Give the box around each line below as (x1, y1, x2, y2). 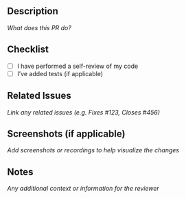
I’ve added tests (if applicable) (16, 69, 104, 78)
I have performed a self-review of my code (16, 62, 139, 70)
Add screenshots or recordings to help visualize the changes (7, 146, 180, 154)
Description (7, 5, 58, 17)
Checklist (7, 44, 49, 56)
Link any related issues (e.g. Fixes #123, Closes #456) (7, 108, 160, 116)
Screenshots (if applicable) (7, 128, 126, 139)
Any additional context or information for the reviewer (7, 185, 159, 193)
